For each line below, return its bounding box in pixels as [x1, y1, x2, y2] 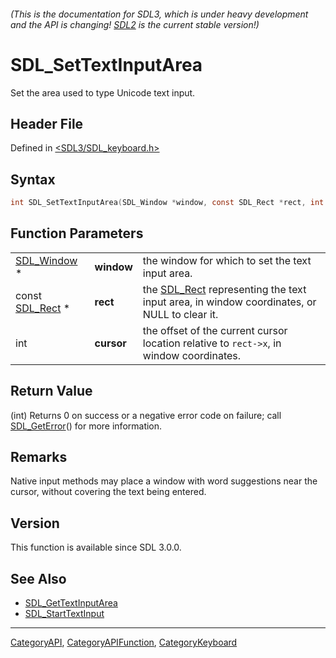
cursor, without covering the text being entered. [10, 486, 207, 498]
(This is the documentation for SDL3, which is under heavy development [10, 8, 309, 20]
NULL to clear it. [142, 307, 219, 321]
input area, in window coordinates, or [142, 295, 317, 309]
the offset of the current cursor [142, 323, 288, 337]
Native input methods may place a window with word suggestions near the [10, 475, 318, 487]
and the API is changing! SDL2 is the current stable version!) [10, 18, 260, 30]
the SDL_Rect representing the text [142, 282, 307, 296]
